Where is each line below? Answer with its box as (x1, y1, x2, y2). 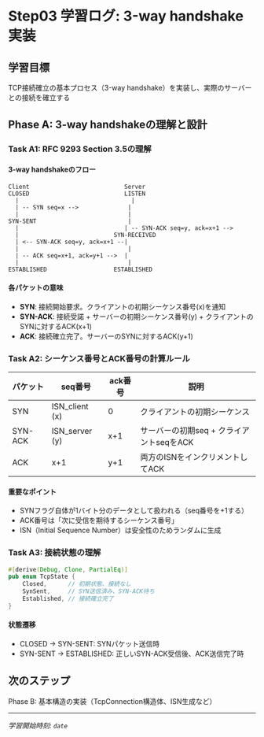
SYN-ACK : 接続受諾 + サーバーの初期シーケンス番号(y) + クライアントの (19, 312, 254, 321)
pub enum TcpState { (8, 572, 76, 581)
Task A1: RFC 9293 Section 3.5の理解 (8, 143, 152, 154)
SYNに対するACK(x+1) (19, 321, 93, 331)
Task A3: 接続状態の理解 (8, 547, 101, 558)
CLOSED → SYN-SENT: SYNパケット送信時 (19, 639, 159, 648)
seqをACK (156, 437, 194, 448)
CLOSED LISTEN (8, 190, 146, 198)
